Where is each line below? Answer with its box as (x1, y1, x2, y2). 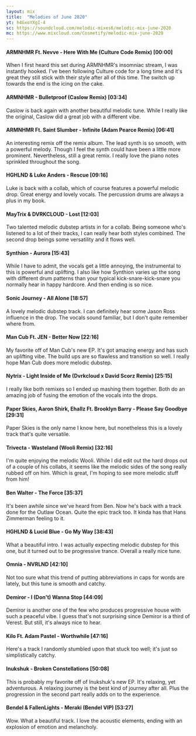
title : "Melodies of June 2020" (6, 14, 88, 20)
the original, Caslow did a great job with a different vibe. (6, 113, 141, 120)
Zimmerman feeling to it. (6, 514, 66, 522)
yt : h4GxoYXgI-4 (6, 19, 46, 25)
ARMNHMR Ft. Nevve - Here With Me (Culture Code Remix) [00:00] (6, 48, 173, 56)
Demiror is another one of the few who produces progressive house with (6, 606, 181, 613)
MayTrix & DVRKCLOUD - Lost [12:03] (6, 211, 99, 218)
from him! (6, 476, 29, 483)
